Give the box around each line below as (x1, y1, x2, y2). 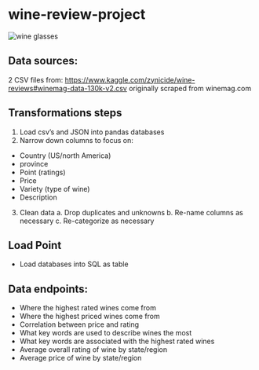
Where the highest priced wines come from (19, 312, 161, 321)
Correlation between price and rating (19, 320, 140, 329)
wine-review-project (8, 5, 146, 24)
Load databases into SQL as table (19, 259, 129, 269)
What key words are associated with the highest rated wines (19, 336, 215, 346)
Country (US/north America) (19, 151, 111, 160)
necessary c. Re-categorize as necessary (19, 216, 155, 225)
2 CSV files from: (8, 75, 64, 84)
